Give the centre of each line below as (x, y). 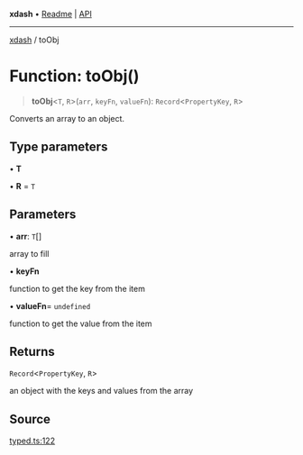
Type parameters (59, 147)
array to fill (29, 253)
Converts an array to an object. (67, 118)
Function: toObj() (74, 76)
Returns (32, 351)
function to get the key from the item (78, 288)
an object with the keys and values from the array (101, 391)
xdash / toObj (34, 40)
